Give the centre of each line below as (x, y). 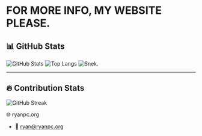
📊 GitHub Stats (35, 46)
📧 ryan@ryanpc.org (39, 126)
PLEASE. (28, 23)
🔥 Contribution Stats (45, 88)
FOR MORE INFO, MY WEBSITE (84, 11)
